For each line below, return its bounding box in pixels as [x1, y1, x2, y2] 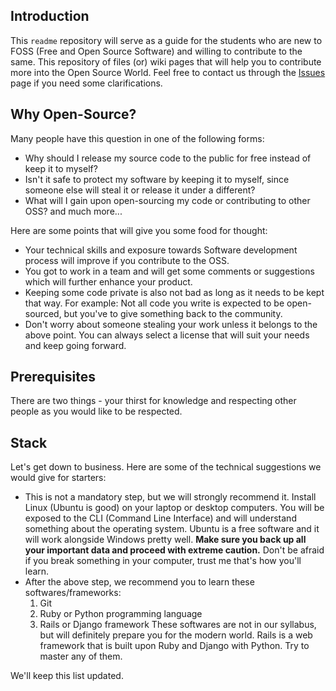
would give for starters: [10, 472, 107, 484]
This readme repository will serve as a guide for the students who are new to [10, 34, 323, 46]
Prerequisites [10, 369, 96, 386]
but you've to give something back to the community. [63, 307, 283, 319]
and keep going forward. [24, 339, 127, 351]
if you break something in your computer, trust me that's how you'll [24, 555, 302, 567]
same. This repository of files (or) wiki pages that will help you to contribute [10, 55, 322, 68]
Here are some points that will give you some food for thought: [10, 224, 268, 236]
